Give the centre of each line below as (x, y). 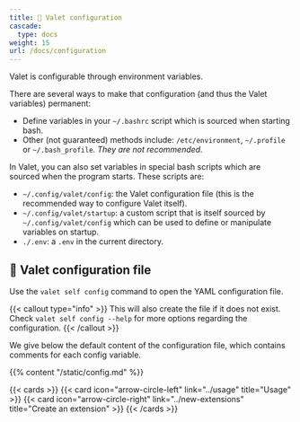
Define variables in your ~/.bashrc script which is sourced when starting (156, 121)
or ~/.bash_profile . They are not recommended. (113, 150)
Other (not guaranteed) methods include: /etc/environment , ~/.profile (154, 140)
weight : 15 (30, 43)
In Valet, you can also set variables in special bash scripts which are (135, 167)
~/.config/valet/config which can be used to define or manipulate (147, 223)
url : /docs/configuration (57, 51)
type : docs (38, 34)
